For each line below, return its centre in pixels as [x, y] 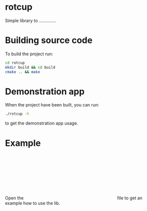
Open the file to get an [74, 198]
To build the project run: [29, 54]
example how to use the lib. [33, 203]
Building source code [49, 40]
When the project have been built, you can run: [52, 105]
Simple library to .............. [31, 21]
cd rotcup [15, 63]
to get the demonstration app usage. [42, 123]
